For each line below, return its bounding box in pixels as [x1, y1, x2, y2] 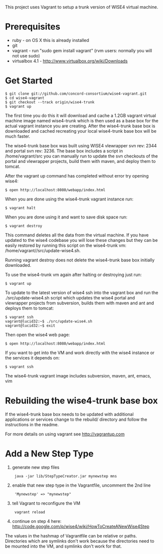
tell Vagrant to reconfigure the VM [12, 500, 80, 506]
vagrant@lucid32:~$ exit [5, 323, 55, 328]
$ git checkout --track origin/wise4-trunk [5, 99, 95, 104]
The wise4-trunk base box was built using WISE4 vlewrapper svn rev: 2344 [5, 142, 157, 148]
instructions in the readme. [5, 421, 59, 427]
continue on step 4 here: [12, 518, 62, 524]
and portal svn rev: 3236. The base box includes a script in [5, 148, 123, 154]
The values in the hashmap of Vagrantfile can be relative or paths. [5, 533, 137, 538]
